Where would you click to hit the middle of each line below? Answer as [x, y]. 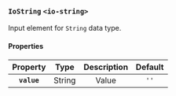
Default [150, 67]
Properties [26, 46]
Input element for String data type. [65, 28]
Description [106, 67]
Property [29, 67]
